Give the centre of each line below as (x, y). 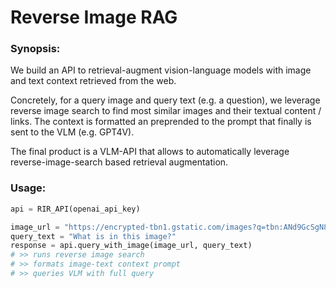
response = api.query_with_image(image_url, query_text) (131, 246)
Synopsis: (35, 49)
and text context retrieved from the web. (93, 81)
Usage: (28, 188)
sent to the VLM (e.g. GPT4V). (72, 132)
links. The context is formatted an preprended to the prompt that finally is (161, 122)
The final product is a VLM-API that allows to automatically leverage (150, 152)
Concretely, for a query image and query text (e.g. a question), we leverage (165, 100)
